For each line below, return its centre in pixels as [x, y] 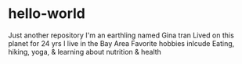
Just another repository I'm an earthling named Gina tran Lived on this [121, 35]
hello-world [47, 14]
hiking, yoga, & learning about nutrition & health [85, 52]
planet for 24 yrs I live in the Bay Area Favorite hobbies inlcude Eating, [121, 43]
